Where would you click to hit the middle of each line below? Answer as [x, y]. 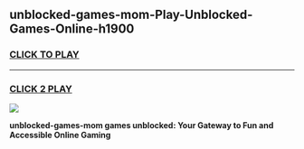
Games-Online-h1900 [72, 29]
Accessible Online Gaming [60, 135]
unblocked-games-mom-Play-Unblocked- [131, 15]
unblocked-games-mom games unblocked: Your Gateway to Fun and [142, 125]
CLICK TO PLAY [44, 55]
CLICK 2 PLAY [41, 88]
